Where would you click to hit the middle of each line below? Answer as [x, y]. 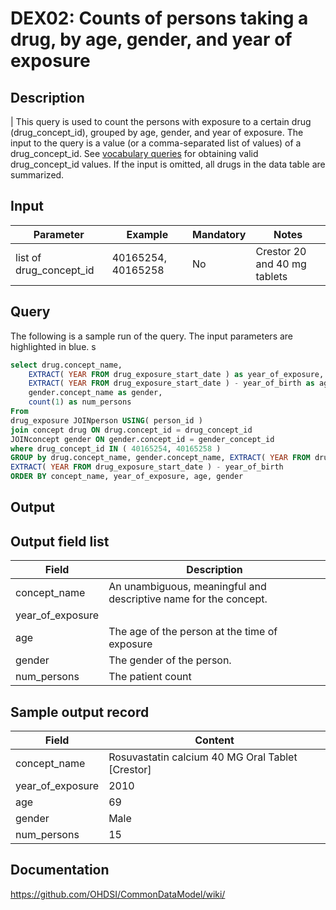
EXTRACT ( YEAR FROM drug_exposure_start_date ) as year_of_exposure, [176, 374]
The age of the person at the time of [193, 632]
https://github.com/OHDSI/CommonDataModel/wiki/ [118, 894]
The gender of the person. [170, 660]
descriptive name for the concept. [188, 599]
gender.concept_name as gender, [95, 393]
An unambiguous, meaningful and [187, 587]
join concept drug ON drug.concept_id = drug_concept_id [131, 430]
